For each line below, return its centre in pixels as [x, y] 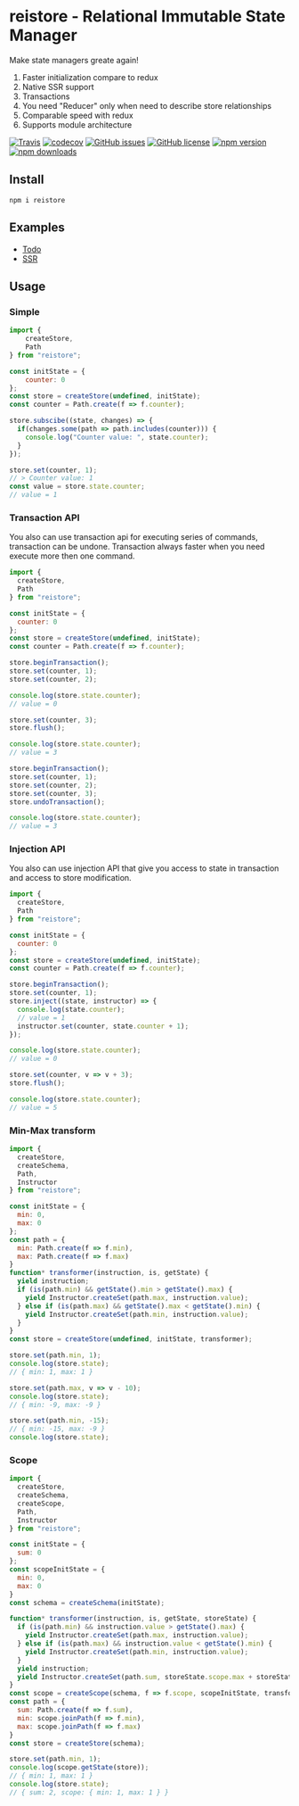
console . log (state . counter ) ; [71, 1009]
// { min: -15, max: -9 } [57, 1429]
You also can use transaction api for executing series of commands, [133, 537]
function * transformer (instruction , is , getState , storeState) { [133, 1619]
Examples [37, 228]
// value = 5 [33, 1107]
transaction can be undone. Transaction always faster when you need [137, 547]
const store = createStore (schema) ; [77, 1743]
